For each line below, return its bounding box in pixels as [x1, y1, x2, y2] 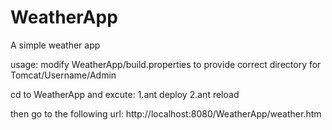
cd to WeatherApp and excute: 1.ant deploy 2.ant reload [10, 88, 240, 100]
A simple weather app [10, 39, 101, 51]
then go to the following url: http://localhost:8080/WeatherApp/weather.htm [10, 107, 322, 120]
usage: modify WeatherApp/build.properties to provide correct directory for [10, 58, 322, 70]
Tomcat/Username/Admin [10, 69, 117, 81]
